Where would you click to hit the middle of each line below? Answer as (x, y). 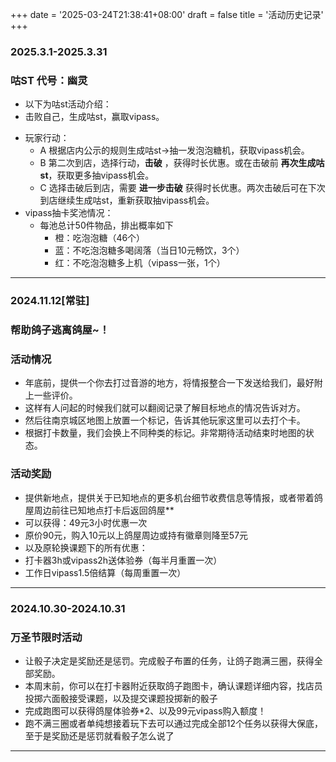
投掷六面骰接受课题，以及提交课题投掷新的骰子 (121, 698)
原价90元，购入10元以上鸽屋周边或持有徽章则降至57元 (136, 535)
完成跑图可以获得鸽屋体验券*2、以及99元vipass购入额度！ (145, 710)
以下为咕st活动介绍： (68, 104)
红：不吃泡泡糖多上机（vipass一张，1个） (140, 263)
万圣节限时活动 (46, 637)
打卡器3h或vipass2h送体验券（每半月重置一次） (123, 560)
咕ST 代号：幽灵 (49, 80)
